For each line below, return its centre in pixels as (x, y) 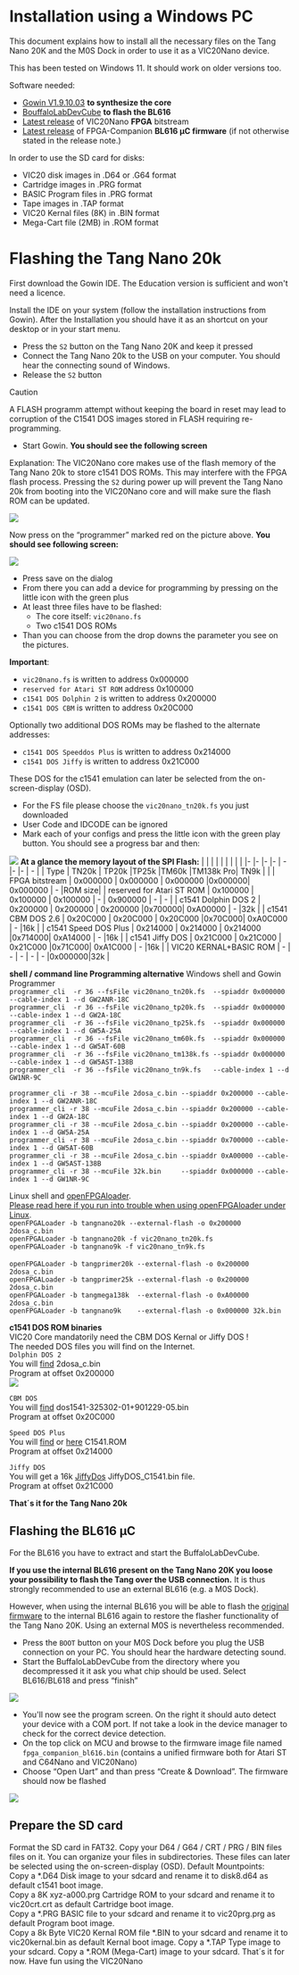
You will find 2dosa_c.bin (55, 1364)
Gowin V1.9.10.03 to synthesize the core (97, 102)
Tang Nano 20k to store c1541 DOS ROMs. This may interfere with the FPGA (148, 472)
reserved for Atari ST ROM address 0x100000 (108, 688)
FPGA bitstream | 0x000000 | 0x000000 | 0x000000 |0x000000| (130, 880)
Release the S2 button (62, 374)
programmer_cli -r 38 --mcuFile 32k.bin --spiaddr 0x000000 (131, 1171)
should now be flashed (64, 1780)
